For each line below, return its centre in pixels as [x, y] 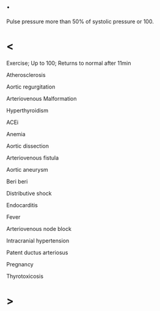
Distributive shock [29, 193]
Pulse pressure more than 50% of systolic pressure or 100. [80, 21]
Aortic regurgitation [31, 87]
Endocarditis [22, 205]
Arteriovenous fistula [33, 158]
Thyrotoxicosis [25, 276]
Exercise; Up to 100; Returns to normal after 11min [69, 63]
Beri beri [17, 181]
